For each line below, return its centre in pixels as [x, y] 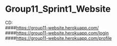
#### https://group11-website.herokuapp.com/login [57, 33]
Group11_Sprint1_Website [58, 9]
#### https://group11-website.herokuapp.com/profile [58, 38]
